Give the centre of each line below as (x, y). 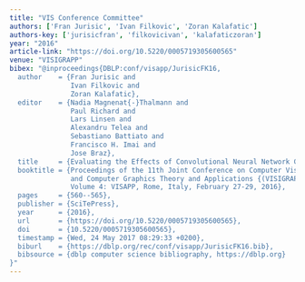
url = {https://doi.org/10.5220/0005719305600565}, (130, 221)
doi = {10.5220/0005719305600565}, (97, 229)
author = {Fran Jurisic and (77, 77)
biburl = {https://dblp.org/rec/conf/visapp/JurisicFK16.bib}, (146, 247)
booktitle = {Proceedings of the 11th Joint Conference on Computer (150, 170)
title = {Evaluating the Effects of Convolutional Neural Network (154, 161)
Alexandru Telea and (109, 128)
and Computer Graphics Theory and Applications (162, 178)
